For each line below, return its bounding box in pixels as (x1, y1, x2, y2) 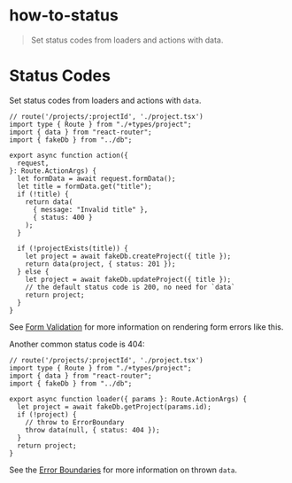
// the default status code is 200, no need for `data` (25, 283, 236, 292)
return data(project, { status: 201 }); (25, 259, 176, 269)
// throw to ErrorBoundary (25, 417, 125, 426)
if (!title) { (17, 190, 69, 199)
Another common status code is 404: (9, 339, 145, 349)
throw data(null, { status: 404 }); (25, 425, 161, 434)
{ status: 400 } (32, 213, 93, 222)
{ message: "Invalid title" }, (32, 205, 149, 214)
